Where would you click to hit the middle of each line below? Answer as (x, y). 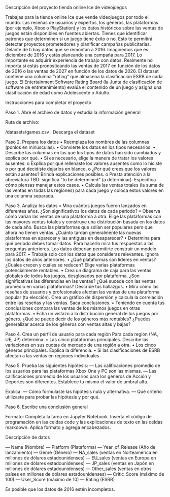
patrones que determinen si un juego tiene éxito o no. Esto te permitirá (79, 39)
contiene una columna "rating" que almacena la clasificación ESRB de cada (84, 76)
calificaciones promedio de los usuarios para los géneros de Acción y (78, 376)
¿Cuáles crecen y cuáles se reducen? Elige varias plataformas (70, 265)
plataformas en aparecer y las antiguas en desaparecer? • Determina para (83, 238)
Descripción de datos (28, 437)
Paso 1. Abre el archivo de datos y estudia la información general (73, 112)
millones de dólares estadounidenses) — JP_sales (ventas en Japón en (80, 463)
